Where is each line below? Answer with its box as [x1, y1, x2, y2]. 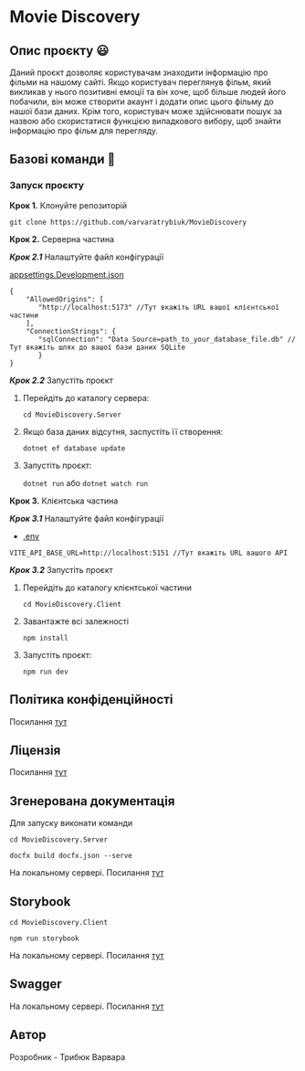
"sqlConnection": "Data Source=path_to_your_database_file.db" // [37, 334, 297, 344]
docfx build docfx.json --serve [9, 852, 132, 861]
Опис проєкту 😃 [9, 43, 110, 58]
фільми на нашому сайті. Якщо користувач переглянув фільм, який [9, 77, 272, 88]
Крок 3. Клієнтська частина [9, 495, 119, 506]
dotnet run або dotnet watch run [22, 477, 149, 488]
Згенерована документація [9, 793, 175, 809]
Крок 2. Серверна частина [9, 233, 115, 244]
